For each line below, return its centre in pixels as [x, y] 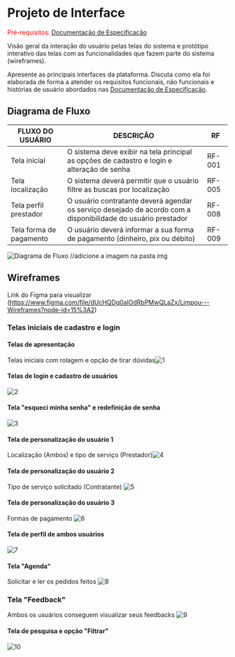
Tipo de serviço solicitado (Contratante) [65, 487]
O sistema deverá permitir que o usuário [133, 180]
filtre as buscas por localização [118, 189]
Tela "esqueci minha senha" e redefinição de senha [84, 407]
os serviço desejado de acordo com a [129, 210]
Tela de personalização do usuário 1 [60, 439]
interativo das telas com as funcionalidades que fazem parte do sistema [111, 53]
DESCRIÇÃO [134, 135]
